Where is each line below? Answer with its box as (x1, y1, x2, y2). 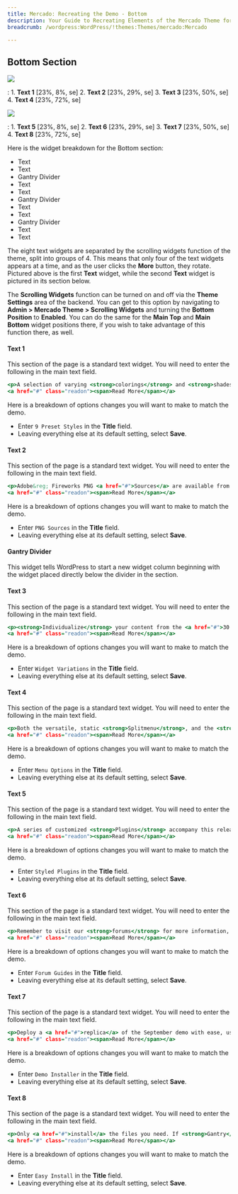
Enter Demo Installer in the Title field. (17, 1070, 130, 1078)
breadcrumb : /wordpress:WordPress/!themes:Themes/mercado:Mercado (7, 23, 208, 30)
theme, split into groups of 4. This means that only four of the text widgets (7, 254, 225, 263)
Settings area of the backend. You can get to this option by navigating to (7, 298, 220, 307)
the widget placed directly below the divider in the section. (7, 570, 178, 579)
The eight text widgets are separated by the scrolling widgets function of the (7, 247, 232, 255)
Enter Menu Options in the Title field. (17, 766, 123, 775)
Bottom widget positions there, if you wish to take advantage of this (7, 320, 205, 330)
